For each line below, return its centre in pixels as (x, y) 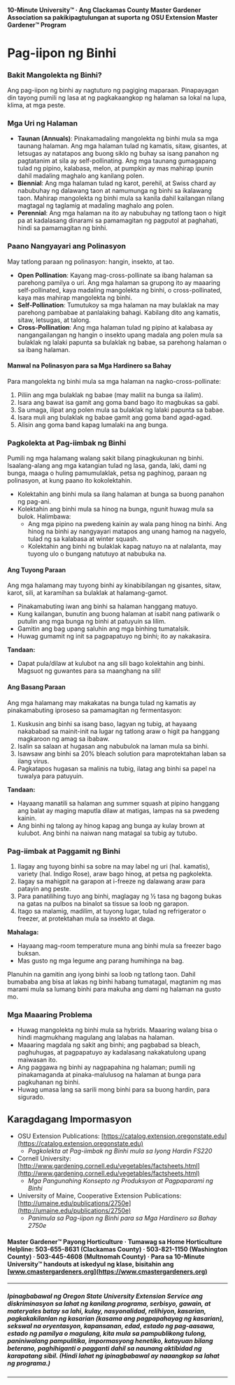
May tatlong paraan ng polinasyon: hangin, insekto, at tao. (91, 261)
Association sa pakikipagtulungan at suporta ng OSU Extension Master (113, 17)
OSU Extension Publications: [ (60, 1136)
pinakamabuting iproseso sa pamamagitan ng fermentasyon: (94, 710)
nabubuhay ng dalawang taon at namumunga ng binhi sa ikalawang (114, 191)
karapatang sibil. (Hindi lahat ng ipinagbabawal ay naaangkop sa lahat (114, 1356)
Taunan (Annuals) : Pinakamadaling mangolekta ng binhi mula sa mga (118, 139)
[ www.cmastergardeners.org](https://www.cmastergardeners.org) (107, 1271)
